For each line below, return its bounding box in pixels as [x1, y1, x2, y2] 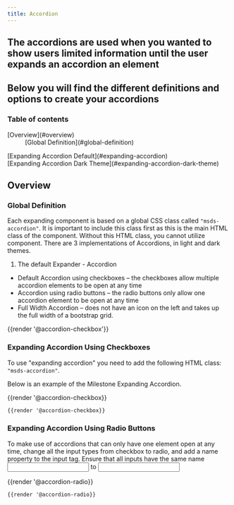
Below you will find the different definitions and [7, 82, 220, 94]
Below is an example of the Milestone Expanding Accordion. [7, 380, 182, 388]
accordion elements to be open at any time [17, 281, 142, 289]
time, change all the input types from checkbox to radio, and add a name [7, 447, 218, 455]
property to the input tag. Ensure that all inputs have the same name [7, 454, 205, 463]
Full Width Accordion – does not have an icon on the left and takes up [17, 304, 220, 312]
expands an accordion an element [7, 58, 160, 70]
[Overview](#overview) [7, 130, 75, 139]
